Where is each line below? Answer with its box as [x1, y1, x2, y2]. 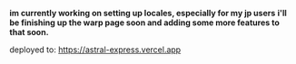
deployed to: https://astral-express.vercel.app [9, 44, 182, 55]
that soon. [9, 27, 49, 37]
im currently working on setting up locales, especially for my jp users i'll [9, 8, 288, 18]
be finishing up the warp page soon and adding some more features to [9, 17, 280, 28]
